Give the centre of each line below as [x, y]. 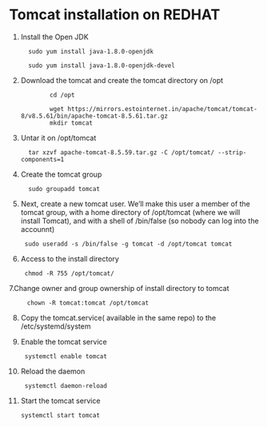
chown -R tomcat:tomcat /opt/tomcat [88, 303]
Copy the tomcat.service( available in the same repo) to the [118, 317]
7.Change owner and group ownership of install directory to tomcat [120, 288]
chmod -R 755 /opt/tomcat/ [69, 273]
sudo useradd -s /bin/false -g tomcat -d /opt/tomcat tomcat [128, 244]
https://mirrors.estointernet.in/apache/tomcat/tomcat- [163, 109]
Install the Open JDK [54, 37]
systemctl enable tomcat [66, 356]
